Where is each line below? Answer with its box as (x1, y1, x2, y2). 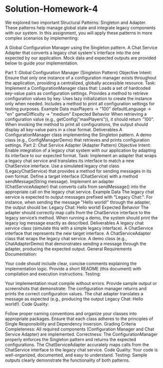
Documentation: (5, 251, 37, 257)
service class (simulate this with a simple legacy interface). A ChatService (5, 225, 153, 231)
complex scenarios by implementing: (5, 35, 79, 41)
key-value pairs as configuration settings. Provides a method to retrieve (5, 90, 148, 96)
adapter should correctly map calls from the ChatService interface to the (5, 209, 151, 215)
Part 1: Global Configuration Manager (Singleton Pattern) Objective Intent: (5, 69, 152, 75)
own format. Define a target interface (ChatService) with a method (5, 173, 138, 179)
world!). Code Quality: (5, 301, 49, 307)
